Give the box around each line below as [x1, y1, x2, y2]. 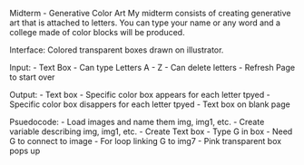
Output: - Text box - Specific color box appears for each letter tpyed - [9, 90, 270, 100]
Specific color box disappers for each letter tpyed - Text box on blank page [9, 99, 290, 110]
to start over [9, 72, 55, 82]
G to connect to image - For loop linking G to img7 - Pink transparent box [9, 136, 282, 146]
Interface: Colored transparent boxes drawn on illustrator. [9, 44, 224, 55]
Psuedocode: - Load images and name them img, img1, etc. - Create [9, 117, 265, 127]
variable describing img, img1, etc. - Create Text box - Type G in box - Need [9, 126, 293, 137]
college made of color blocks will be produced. [9, 27, 185, 37]
